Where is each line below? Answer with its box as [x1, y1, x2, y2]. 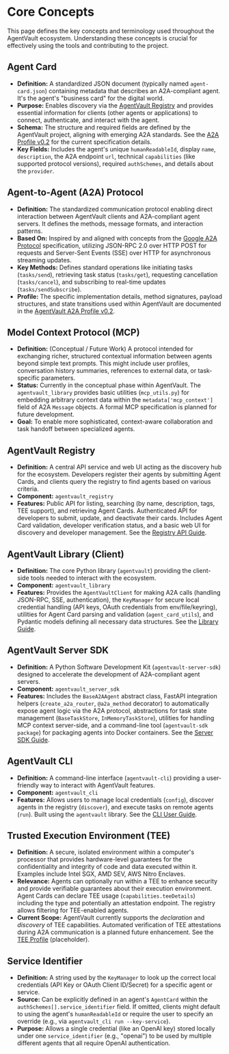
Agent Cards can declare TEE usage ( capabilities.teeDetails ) [16, 892, 196, 900]
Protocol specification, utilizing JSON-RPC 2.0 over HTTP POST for [16, 241, 207, 249]
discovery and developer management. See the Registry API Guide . [16, 528, 207, 537]
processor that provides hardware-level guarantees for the [16, 855, 183, 863]
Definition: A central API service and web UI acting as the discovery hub [16, 463, 222, 471]
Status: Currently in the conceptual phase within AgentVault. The [16, 381, 202, 389]
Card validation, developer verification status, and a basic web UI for [16, 522, 211, 530]
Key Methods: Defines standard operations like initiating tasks [16, 263, 193, 271]
